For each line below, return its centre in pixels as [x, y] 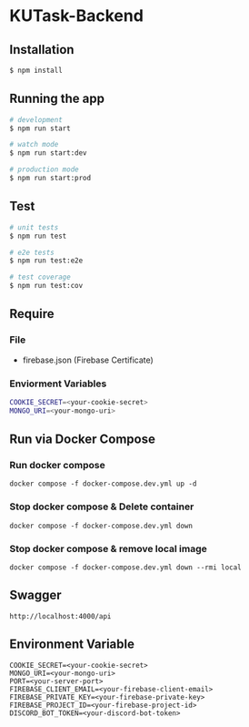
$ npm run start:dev [49, 153]
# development [36, 119]
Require [32, 314]
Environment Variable [72, 645]
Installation [42, 50]
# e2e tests [32, 252]
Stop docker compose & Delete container [102, 507]
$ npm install [36, 70]
